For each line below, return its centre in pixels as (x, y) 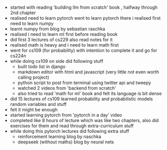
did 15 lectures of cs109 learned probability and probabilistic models (81, 99)
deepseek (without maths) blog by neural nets (66, 142)
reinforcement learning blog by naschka (59, 137)
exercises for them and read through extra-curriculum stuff (72, 126)
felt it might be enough (34, 109)
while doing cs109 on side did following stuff (57, 61)
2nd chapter (23, 13)
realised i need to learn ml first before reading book (64, 34)
